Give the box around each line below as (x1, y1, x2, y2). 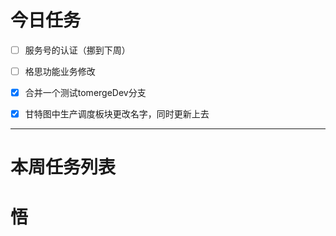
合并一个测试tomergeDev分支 (24, 87, 147, 99)
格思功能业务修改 (24, 66, 96, 77)
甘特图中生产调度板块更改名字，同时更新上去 (24, 108, 210, 120)
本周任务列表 (10, 156, 117, 179)
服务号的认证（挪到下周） (24, 44, 131, 56)
